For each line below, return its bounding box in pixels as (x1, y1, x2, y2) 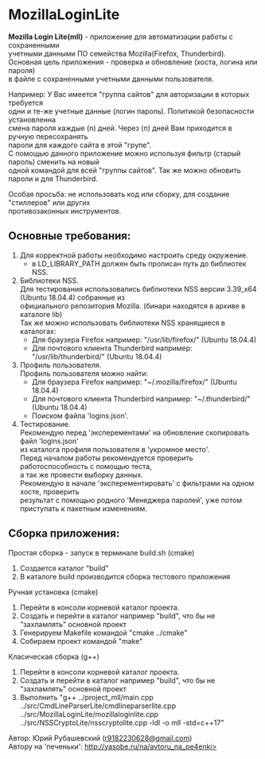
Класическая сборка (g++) (8, 652, 99, 661)
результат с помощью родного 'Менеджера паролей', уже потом (19, 495, 243, 505)
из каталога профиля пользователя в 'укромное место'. (19, 444, 210, 454)
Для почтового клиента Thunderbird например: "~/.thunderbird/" (31, 393, 251, 403)
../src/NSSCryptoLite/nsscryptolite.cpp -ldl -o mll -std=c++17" (19, 718, 224, 727)
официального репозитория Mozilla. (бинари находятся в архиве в (19, 300, 246, 311)
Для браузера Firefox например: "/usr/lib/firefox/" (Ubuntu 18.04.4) (31, 335, 257, 344)
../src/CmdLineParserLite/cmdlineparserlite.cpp (19, 701, 177, 711)
